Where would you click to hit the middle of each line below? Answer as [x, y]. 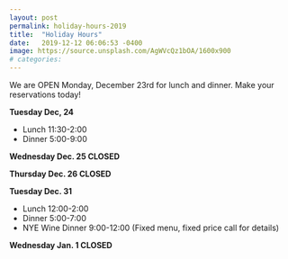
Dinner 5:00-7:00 [54, 218]
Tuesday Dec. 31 [40, 191]
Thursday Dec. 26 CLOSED [60, 174]
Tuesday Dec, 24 [41, 112]
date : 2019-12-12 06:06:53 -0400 [76, 43]
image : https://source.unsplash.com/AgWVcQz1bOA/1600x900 [120, 51]
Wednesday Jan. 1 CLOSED [61, 245]
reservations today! [45, 94]
